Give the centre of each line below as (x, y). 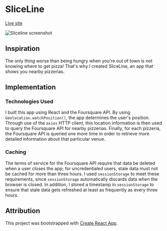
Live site (14, 23)
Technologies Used (29, 101)
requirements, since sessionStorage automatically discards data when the (81, 179)
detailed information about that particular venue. (55, 139)
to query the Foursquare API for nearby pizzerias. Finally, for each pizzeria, (83, 129)
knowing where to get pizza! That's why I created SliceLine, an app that (79, 66)
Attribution (23, 211)
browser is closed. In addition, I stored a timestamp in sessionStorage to (80, 184)
